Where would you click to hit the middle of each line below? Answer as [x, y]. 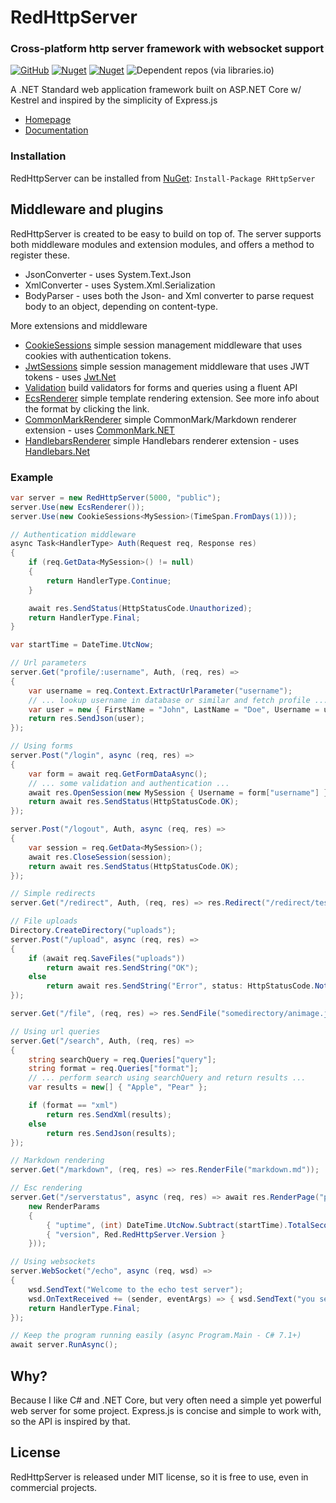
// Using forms [42, 746]
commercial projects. [54, 1487]
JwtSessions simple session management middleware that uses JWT [167, 366]
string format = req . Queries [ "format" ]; [113, 1069]
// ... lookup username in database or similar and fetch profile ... [178, 700]
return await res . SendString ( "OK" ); [122, 967]
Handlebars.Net [57, 451]
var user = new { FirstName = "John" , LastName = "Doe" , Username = [174, 709]
